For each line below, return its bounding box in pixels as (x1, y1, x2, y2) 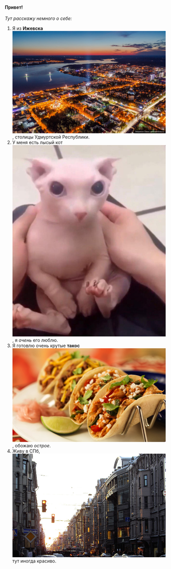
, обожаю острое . (12, 443, 51, 449)
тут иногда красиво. (12, 558, 57, 564)
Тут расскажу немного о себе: (5, 15, 72, 21)
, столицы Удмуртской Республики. (12, 134, 90, 140)
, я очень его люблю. (12, 337, 58, 344)
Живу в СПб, (12, 448, 40, 454)
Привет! (5, 4, 23, 10)
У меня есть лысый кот (12, 140, 63, 146)
